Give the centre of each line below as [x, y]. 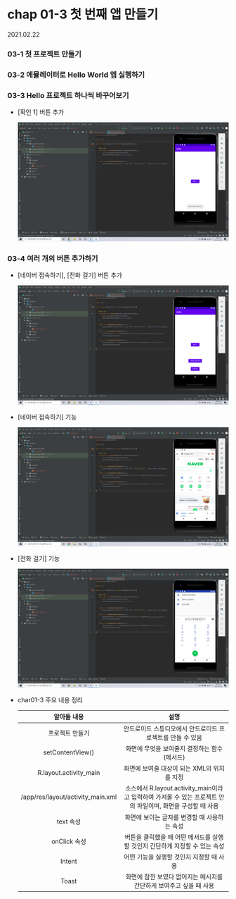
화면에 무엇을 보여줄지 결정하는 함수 [174, 748]
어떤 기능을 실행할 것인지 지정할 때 [171, 857]
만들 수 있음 [186, 737]
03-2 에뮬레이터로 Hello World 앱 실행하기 [76, 75]
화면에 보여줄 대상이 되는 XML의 [168, 769]
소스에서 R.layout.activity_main [169, 788]
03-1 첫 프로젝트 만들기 [45, 54]
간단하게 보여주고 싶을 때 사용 [174, 886]
